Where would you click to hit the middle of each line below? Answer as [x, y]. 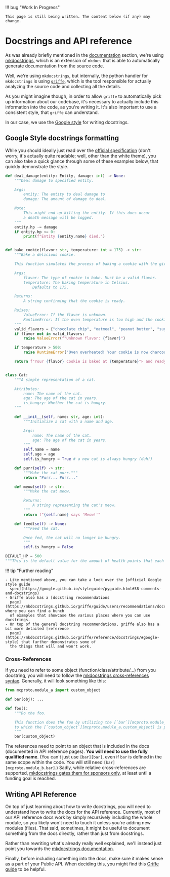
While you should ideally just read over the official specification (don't [78, 150]
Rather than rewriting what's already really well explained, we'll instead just [83, 843]
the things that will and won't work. [51, 646]
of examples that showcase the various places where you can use [80, 615]
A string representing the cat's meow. [74, 505]
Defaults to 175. [51, 287]
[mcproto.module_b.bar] [30, 768]
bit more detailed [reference [37, 628]
